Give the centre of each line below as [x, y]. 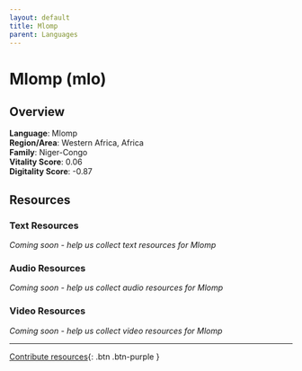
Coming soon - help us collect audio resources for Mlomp [116, 287]
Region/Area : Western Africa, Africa [76, 143]
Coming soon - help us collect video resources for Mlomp [116, 331]
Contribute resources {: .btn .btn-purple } [84, 357]
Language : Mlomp [44, 133]
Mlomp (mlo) [58, 79]
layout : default [40, 18]
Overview [37, 112]
